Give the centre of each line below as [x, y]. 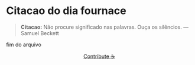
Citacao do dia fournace [66, 11]
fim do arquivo [24, 45]
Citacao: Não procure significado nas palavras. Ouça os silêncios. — [105, 27]
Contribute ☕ [99, 56]
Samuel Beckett [40, 33]
